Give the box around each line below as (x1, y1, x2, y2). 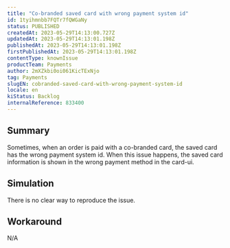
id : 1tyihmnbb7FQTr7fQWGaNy (7, 16, 88, 23)
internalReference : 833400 (7, 100, 84, 106)
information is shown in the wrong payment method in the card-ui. (7, 157, 194, 166)
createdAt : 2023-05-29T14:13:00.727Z (7, 29, 115, 36)
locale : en (7, 87, 38, 93)
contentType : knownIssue (7, 55, 78, 62)
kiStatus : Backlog (7, 93, 60, 100)
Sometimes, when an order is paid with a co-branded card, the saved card (7, 143, 218, 151)
